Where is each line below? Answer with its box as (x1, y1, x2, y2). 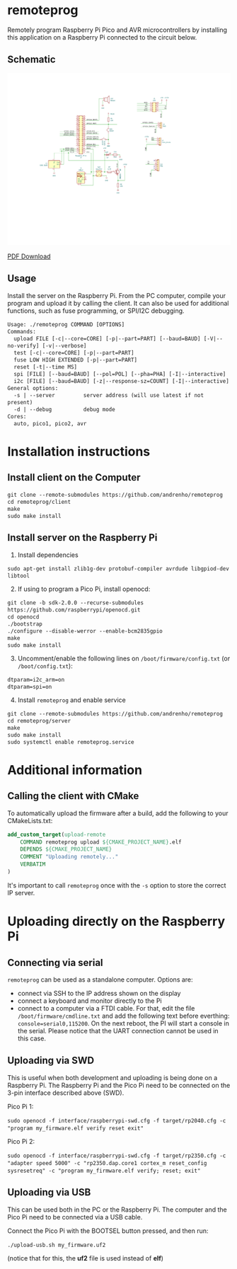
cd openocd (7, 613, 40, 621)
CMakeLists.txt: (7, 816, 53, 825)
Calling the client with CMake (7, 790, 139, 802)
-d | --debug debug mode (13, 406, 115, 413)
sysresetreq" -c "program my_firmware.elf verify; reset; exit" (7, 1167, 201, 1174)
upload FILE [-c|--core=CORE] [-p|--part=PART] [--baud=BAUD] (13, 335, 201, 342)
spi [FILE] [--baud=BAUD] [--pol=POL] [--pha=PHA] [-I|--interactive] (13, 370, 226, 377)
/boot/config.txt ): (17, 661, 73, 670)
